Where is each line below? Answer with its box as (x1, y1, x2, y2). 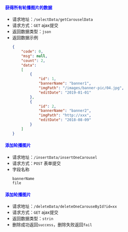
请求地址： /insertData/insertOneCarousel (12, 154, 98, 160)
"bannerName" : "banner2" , (38, 108, 91, 113)
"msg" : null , (21, 53, 48, 58)
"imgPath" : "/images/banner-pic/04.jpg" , (38, 86, 124, 91)
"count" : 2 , (21, 58, 45, 63)
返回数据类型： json (12, 28, 51, 34)
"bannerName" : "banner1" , (38, 81, 91, 86)
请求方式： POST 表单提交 (12, 160, 61, 166)
